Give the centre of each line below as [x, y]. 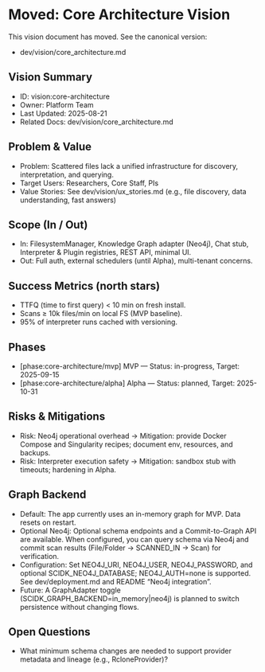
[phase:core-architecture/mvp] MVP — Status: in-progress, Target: [130, 366]
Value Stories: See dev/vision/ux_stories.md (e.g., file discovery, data [133, 191]
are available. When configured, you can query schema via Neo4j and [134, 539]
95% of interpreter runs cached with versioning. [98, 322]
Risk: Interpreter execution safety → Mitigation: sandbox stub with [128, 461]
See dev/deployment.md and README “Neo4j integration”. [116, 581]
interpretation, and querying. [66, 174]
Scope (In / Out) [48, 225]
